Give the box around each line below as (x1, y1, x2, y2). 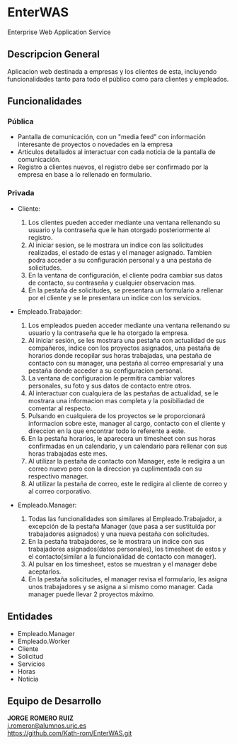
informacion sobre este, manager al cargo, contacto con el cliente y (28, 419, 226, 427)
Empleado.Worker (17, 637, 71, 645)
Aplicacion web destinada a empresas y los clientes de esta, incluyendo (7, 67, 217, 75)
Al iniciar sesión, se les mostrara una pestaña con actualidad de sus (28, 336, 226, 344)
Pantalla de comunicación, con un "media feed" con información (17, 133, 207, 141)
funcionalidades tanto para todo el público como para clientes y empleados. (7, 75, 229, 83)
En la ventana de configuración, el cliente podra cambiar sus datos (28, 270, 223, 279)
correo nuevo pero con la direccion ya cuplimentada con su (28, 464, 202, 473)
